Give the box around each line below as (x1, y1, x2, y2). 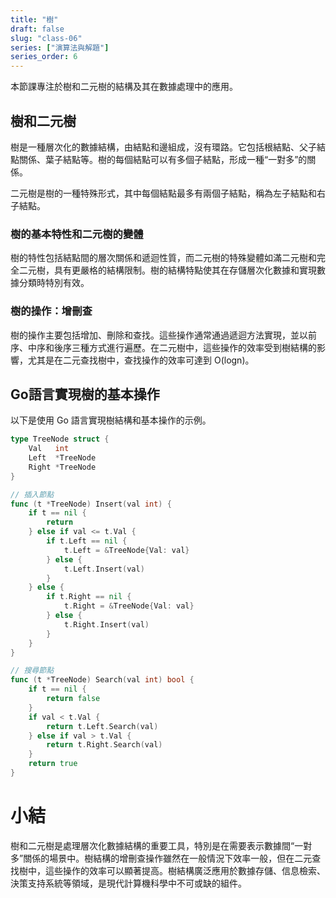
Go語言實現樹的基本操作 (10, 386, 160, 403)
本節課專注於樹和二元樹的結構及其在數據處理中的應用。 (10, 81, 238, 93)
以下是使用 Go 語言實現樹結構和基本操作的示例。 (10, 414, 212, 426)
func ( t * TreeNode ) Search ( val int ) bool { (10, 675, 195, 685)
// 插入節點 (10, 489, 55, 500)
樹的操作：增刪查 (10, 304, 93, 318)
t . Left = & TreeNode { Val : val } (63, 545, 190, 555)
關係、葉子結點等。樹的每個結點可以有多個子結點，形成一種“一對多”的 (18, 153, 308, 165)
